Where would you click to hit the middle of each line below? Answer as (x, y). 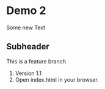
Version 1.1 (28, 73)
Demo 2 (26, 11)
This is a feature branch (36, 61)
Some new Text (26, 27)
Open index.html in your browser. (57, 79)
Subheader (28, 47)
